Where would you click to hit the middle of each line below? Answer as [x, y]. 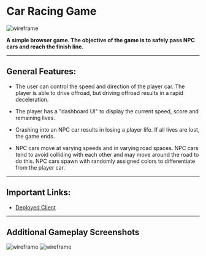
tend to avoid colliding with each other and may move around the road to [107, 154]
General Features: [41, 72]
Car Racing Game [51, 11]
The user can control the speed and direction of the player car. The [100, 86]
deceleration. [32, 99]
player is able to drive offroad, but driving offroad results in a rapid [99, 92]
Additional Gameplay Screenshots [73, 232]
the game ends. [35, 136]
